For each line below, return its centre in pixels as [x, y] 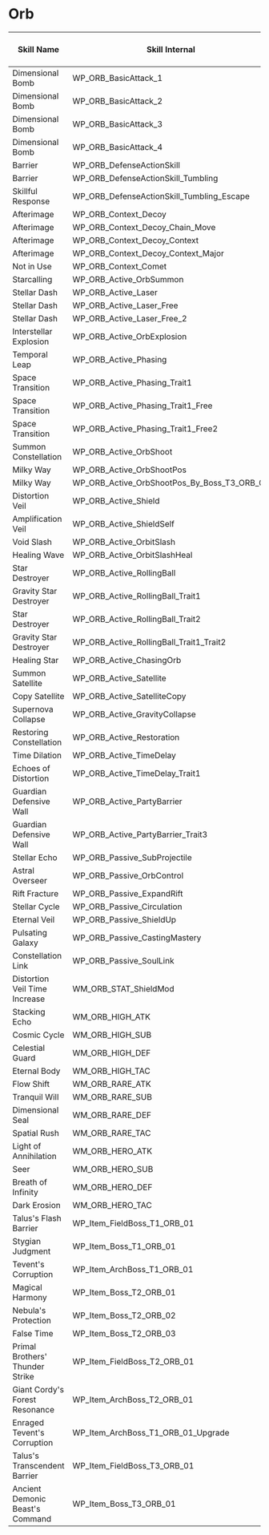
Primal [24, 1346]
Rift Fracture [35, 893]
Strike [23, 1376]
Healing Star [36, 660]
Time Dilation [37, 755]
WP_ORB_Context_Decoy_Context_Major [148, 253]
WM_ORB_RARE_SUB [112, 1097]
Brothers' [30, 1356]
